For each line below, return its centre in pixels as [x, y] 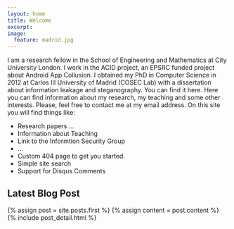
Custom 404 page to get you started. [71, 156]
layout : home [26, 14]
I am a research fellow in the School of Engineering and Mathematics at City [117, 60]
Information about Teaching [58, 134]
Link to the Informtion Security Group [71, 141]
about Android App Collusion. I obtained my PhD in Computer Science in [112, 75]
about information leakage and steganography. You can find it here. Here [113, 90]
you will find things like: [41, 113]
